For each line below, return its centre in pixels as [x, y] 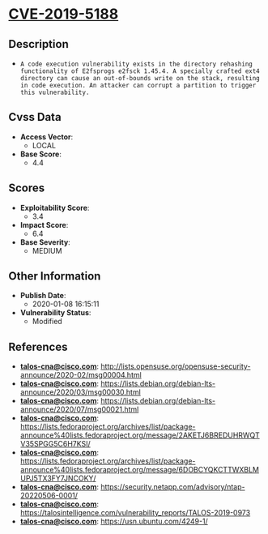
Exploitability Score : [55, 207]
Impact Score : [44, 224]
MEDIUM [47, 250]
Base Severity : [45, 242]
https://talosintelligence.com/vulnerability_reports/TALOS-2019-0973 [135, 513]
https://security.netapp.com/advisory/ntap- [173, 487]
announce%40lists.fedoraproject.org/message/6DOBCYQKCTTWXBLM [140, 470]
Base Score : [41, 154]
